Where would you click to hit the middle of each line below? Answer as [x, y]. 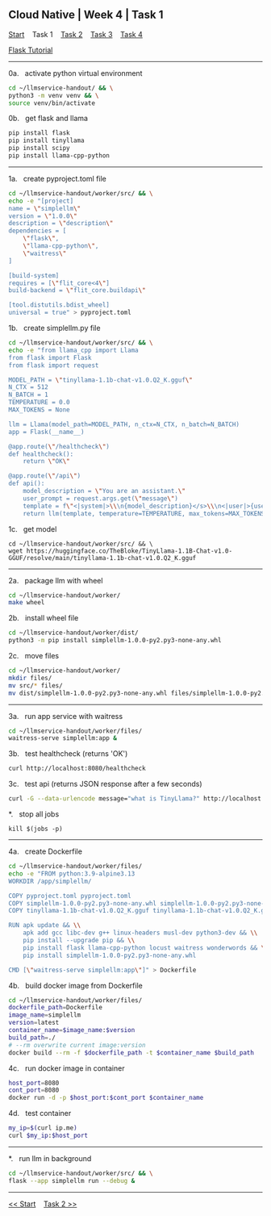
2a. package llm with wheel [56, 580]
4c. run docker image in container [67, 1068]
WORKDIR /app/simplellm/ [50, 881]
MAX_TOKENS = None [39, 410]
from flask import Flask [50, 357]
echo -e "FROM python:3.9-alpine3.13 [72, 873]
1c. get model [33, 529]
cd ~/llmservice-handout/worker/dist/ [73, 633]
